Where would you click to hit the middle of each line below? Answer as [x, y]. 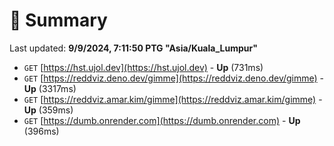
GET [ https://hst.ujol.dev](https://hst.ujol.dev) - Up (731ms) [143, 67]
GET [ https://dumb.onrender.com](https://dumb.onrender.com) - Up [162, 120]
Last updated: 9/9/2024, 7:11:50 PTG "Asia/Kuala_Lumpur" [133, 48]
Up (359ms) [48, 110]
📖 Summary [58, 20]
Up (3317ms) [50, 88]
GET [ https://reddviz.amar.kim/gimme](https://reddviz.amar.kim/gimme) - [173, 99]
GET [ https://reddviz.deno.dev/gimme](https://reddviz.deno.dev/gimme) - [174, 78]
